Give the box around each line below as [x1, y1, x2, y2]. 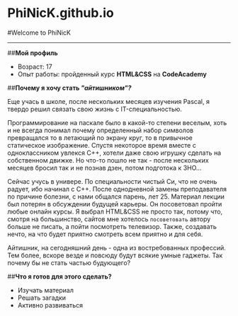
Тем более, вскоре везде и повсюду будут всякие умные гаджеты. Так [7, 251, 223, 259]
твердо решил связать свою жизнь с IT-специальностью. [7, 105, 183, 113]
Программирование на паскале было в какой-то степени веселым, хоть [7, 118, 227, 127]
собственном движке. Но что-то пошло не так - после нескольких [7, 156, 209, 164]
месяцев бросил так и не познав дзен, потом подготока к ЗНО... [7, 163, 202, 172]
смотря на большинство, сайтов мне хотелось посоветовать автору [7, 214, 211, 223]
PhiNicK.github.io [7, 5, 115, 21]
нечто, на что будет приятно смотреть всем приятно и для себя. [7, 230, 203, 238]
